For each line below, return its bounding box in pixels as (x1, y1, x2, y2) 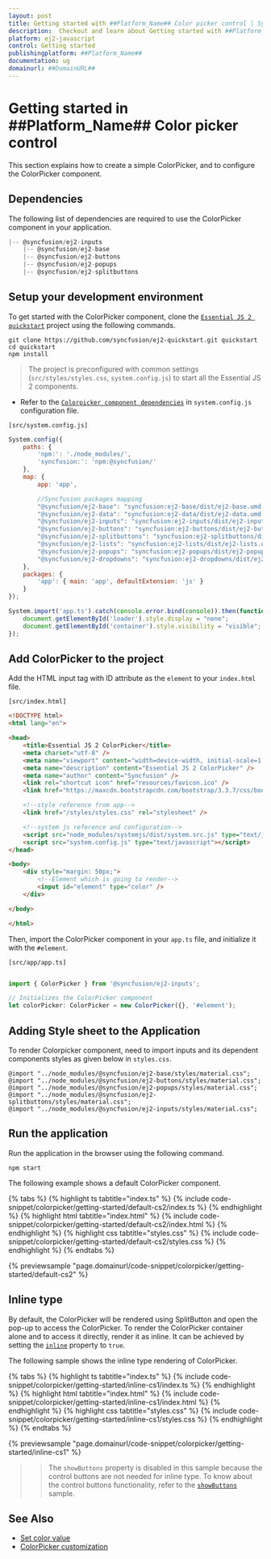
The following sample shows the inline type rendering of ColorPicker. (8, 1355, 238, 1365)
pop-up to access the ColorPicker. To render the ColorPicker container (8, 1322, 244, 1333)
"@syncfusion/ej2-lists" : (37, 540, 125, 548)
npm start (8, 1164, 42, 1172)
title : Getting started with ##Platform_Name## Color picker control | (8, 19, 254, 27)
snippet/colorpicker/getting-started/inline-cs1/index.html (8, 1397, 197, 1406)
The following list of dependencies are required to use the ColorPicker (8, 213, 242, 223)
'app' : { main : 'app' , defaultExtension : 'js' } (37, 578, 204, 586)
